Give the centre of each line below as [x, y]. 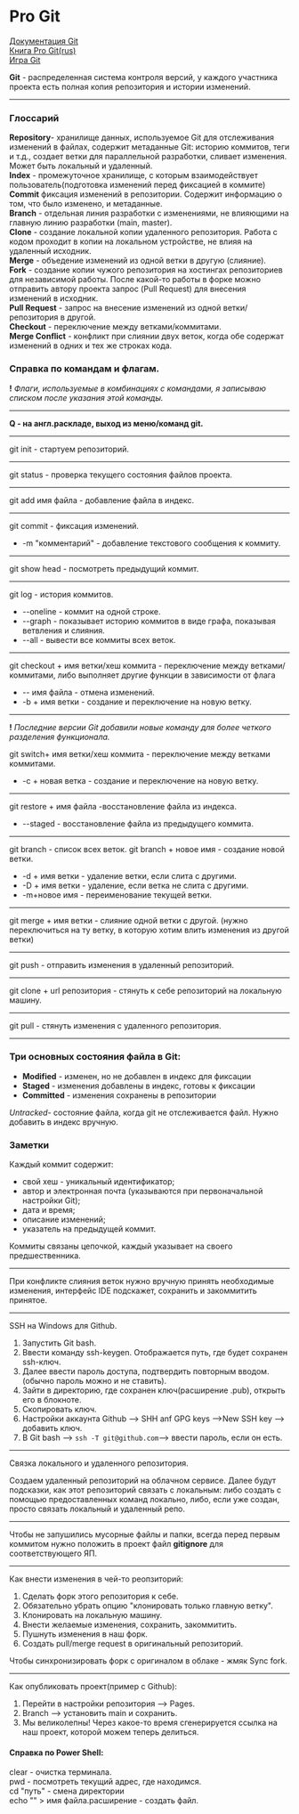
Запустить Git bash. [59, 1343]
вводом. [254, 1371]
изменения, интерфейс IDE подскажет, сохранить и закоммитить [133, 1291]
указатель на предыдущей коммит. [89, 1229]
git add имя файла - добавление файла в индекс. [101, 500]
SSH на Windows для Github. [63, 1326]
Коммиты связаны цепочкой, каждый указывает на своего [121, 1246]
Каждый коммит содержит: [61, 1165]
